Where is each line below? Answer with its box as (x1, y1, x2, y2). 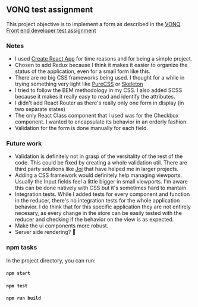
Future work (6, 140, 42, 148)
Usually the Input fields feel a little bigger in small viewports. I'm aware (14, 178, 188, 185)
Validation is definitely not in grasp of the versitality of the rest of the (14, 153, 183, 160)
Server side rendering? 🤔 (14, 229, 76, 236)
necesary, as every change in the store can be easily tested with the (14, 210, 183, 217)
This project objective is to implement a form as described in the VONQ (6, 20, 181, 27)
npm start (6, 270, 31, 277)
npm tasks (6, 243, 37, 252)
